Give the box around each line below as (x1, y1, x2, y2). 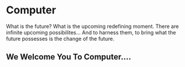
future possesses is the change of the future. (6, 35, 115, 42)
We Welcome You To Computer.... (6, 52, 131, 62)
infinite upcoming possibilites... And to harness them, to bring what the (6, 29, 176, 36)
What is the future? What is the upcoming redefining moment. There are (6, 23, 179, 30)
